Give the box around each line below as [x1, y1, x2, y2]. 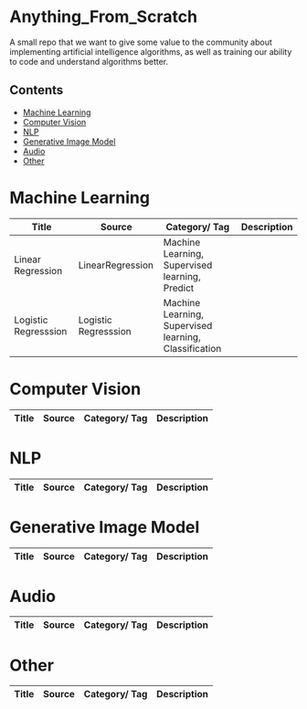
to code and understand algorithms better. [9, 56, 169, 67]
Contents [9, 82, 64, 98]
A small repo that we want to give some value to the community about [9, 37, 272, 48]
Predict [163, 281, 195, 294]
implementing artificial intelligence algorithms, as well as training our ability [9, 46, 292, 57]
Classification [163, 342, 222, 354]
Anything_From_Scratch [9, 6, 198, 27]
